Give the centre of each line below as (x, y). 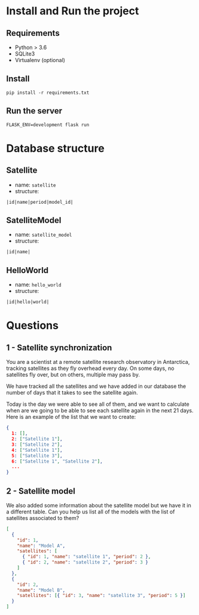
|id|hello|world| (28, 302)
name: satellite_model (43, 235)
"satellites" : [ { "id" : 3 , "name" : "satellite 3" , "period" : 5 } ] (101, 596)
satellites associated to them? (43, 518)
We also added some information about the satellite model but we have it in (99, 505)
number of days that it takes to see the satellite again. (72, 393)
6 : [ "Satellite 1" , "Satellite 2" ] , (57, 461)
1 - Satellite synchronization (59, 348)
